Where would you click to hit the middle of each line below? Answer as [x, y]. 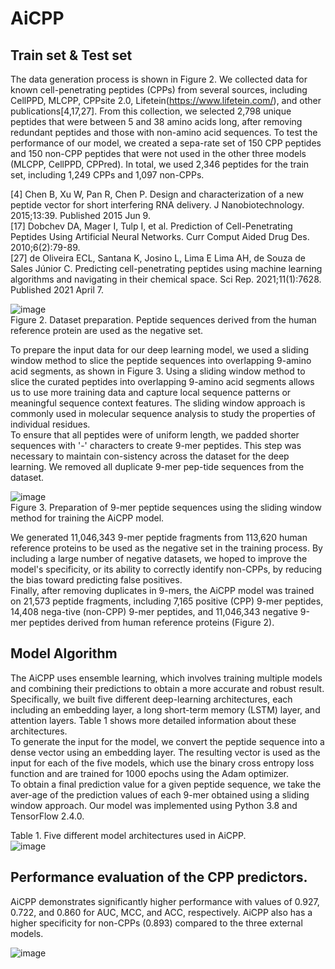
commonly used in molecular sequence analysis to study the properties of [163, 413]
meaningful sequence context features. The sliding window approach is [158, 403]
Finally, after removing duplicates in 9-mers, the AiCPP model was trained [162, 590]
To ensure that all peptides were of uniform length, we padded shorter [155, 435]
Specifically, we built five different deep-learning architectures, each [151, 699]
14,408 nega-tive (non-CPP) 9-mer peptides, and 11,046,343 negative [154, 611]
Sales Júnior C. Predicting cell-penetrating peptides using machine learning [166, 268]
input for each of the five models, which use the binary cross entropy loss [162, 763]
